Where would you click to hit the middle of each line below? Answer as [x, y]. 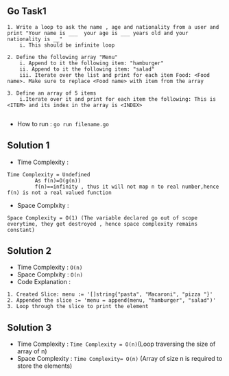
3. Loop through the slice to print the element [78, 307]
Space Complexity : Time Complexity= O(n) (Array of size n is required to [120, 359]
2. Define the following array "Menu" [62, 57]
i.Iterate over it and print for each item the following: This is [118, 99]
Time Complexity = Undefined [49, 174]
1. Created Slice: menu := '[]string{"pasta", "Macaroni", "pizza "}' [110, 294]
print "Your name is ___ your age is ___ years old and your [98, 33]
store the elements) [45, 366]
